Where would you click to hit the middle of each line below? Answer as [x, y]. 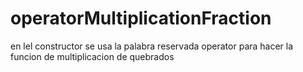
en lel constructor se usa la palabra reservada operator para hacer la [152, 46]
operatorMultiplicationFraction [141, 18]
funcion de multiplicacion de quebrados [92, 56]
